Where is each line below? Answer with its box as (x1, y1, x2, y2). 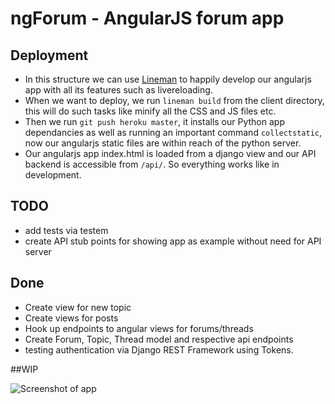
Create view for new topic (24, 301, 132, 313)
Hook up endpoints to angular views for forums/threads (24, 322, 254, 334)
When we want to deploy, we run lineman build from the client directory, (24, 95, 325, 106)
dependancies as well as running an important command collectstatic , (24, 127, 323, 138)
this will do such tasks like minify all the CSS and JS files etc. (24, 105, 277, 117)
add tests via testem (24, 224, 109, 236)
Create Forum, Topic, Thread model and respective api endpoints (24, 333, 294, 345)
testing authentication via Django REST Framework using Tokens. (24, 343, 294, 356)
